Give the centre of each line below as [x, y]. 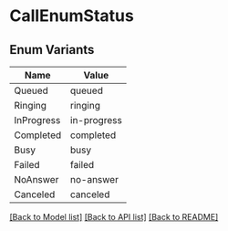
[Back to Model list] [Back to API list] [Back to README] [114, 217]
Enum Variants [52, 50]
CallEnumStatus [72, 16]
